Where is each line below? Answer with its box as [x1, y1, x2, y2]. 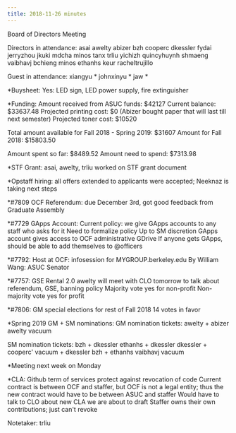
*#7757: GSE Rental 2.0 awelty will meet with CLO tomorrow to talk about [7, 276, 220, 285]
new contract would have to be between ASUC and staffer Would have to [7, 390, 220, 398]
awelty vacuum [7, 326, 51, 335]
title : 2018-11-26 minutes [7, 10, 87, 18]
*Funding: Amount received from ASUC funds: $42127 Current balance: [7, 100, 216, 108]
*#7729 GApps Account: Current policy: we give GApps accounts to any [7, 219, 217, 227]
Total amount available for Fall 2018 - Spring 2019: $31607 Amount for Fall [7, 128, 222, 136]
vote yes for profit [32, 291, 85, 300]
